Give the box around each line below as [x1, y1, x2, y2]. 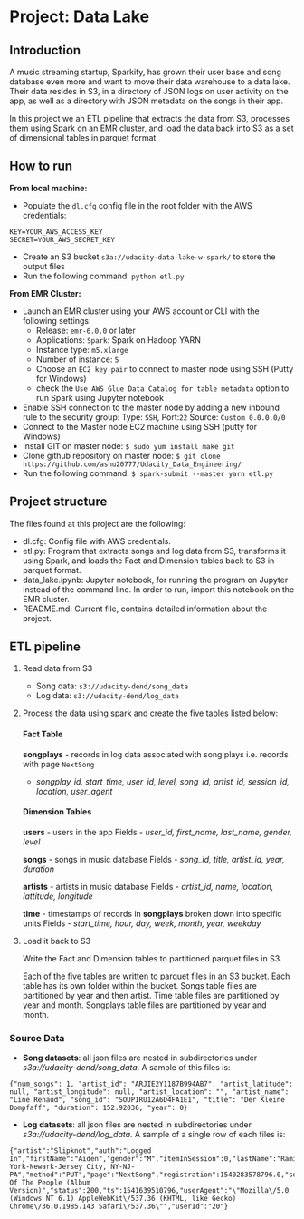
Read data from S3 [22, 663, 93, 674]
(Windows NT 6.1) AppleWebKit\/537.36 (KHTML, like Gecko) [9, 1195, 237, 1204]
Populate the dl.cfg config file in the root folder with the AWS [22, 200, 253, 210]
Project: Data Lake [9, 6, 150, 27]
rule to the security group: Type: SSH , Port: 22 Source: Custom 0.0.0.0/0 [22, 411, 286, 423]
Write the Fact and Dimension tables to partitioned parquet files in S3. [22, 952, 282, 963]
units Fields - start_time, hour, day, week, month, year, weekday [22, 918, 261, 929]
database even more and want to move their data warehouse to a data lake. [9, 76, 290, 87]
